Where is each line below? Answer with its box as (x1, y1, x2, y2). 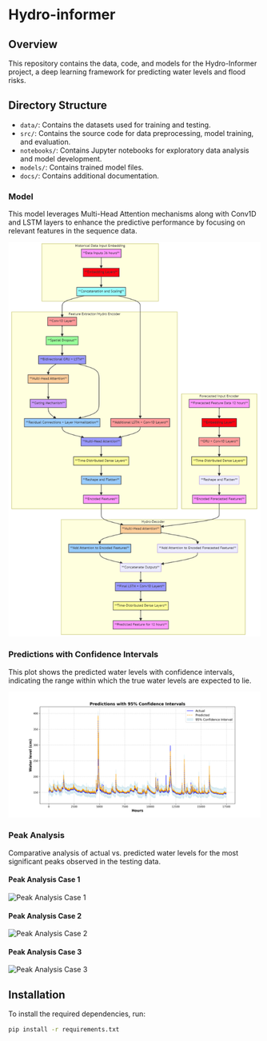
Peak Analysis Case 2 (8, 911, 82, 920)
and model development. (19, 154, 102, 163)
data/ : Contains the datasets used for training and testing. (19, 120, 211, 130)
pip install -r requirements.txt (8, 1026, 120, 1034)
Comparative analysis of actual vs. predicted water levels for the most (8, 848, 239, 857)
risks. (8, 76, 26, 85)
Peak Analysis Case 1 (8, 875, 81, 884)
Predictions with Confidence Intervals (8, 649, 158, 660)
